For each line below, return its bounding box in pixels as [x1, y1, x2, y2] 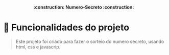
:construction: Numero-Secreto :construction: [33, 4, 134, 10]
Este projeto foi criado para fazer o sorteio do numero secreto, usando [15, 38, 164, 44]
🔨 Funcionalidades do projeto [3, 22, 130, 33]
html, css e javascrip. [15, 43, 61, 50]
